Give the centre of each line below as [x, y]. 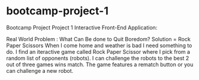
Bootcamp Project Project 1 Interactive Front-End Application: [82, 27]
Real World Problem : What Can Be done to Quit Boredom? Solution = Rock [98, 39]
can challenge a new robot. [40, 70]
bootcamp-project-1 [58, 11]
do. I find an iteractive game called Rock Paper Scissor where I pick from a [98, 51]
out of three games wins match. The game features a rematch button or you [100, 64]
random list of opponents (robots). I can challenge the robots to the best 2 [98, 58]
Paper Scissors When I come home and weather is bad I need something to [99, 45]
